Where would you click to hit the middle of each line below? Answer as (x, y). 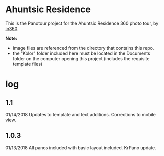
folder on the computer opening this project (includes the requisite (81, 58)
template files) (27, 64)
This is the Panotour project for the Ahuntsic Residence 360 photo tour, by (82, 23)
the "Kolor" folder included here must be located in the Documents (81, 53)
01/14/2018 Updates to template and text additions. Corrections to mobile (81, 114)
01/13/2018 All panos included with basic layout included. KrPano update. (81, 148)
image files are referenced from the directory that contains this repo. (83, 48)
